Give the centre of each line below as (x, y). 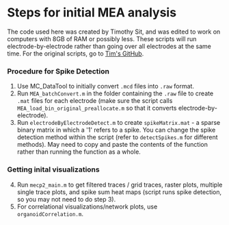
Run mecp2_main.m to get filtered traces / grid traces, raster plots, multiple (120, 185)
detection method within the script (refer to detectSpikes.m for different (117, 137)
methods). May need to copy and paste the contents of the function (112, 145)
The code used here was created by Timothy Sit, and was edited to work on (114, 32)
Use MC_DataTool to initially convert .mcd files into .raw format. (106, 86)
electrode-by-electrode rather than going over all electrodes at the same (109, 46)
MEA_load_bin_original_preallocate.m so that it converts (97, 108)
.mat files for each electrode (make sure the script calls (95, 101)
